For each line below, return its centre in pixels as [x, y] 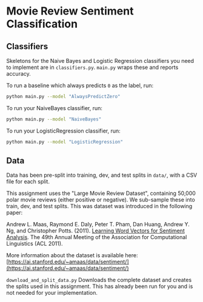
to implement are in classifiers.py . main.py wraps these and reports [92, 67]
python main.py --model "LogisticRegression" [65, 142]
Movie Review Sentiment [70, 11]
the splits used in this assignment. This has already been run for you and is [100, 286]
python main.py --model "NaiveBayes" [54, 119]
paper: [15, 212]
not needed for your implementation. [52, 293]
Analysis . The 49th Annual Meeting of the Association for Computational [97, 237]
